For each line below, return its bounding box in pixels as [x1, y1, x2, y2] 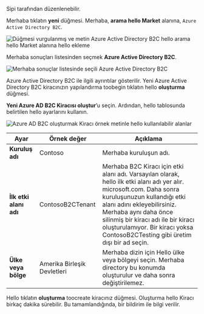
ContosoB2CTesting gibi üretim [102, 231, 192, 239]
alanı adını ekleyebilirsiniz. [102, 200, 177, 209]
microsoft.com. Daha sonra [102, 185, 180, 194]
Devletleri [39, 267, 67, 276]
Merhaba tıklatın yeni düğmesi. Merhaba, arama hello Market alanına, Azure [6, 17, 197, 24]
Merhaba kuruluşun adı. [102, 148, 170, 157]
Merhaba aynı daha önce [102, 208, 174, 216]
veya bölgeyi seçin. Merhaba [102, 256, 185, 264]
